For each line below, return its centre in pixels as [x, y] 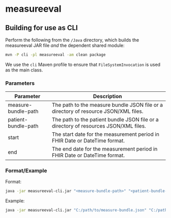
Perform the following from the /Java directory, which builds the [72, 40]
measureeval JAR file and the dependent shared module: [65, 45]
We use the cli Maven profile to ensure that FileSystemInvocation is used [83, 64]
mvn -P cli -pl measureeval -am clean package [55, 55]
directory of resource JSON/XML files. [97, 111]
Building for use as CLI [41, 28]
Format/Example [26, 171]
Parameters [20, 83]
